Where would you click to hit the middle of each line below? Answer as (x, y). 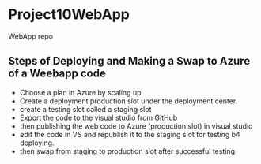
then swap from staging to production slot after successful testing (127, 151)
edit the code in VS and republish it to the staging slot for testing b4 (130, 134)
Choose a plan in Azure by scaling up (80, 92)
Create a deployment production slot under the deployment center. (129, 101)
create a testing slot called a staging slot (85, 109)
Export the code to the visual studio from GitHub (98, 117)
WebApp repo (31, 36)
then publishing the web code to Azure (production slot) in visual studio (136, 126)
